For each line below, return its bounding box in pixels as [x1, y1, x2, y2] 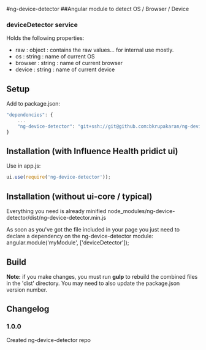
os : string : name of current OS [15, 53, 95, 60]
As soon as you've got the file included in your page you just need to [6, 226, 180, 233]
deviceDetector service [6, 20, 78, 29]
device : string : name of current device [15, 66, 115, 73]
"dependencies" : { [6, 112, 53, 119]
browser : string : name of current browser [15, 60, 123, 67]
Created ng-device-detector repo [6, 336, 91, 343]
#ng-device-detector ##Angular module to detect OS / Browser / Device [6, 6, 189, 12]
